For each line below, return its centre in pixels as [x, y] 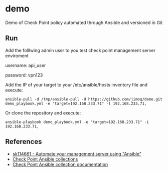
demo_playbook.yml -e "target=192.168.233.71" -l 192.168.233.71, [76, 103]
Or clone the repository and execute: [43, 112]
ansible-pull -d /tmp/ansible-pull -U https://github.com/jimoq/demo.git [84, 99]
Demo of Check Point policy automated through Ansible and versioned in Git [84, 22]
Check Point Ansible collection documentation [60, 164]
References [24, 142]
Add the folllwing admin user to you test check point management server [80, 50]
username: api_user [26, 65]
